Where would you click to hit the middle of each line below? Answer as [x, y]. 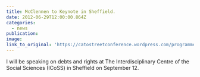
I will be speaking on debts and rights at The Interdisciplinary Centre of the [98, 61]
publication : [22, 34]
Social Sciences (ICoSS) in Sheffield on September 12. [73, 68]
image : [14, 39]
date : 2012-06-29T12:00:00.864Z [46, 17]
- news [20, 28]
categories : [21, 23]
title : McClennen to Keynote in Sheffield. [61, 12]
